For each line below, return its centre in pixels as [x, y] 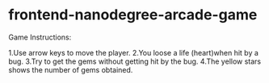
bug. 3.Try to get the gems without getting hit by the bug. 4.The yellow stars [135, 61]
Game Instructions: [40, 37]
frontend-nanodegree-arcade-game [133, 15]
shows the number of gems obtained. [71, 69]
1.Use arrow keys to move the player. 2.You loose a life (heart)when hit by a [133, 52]
